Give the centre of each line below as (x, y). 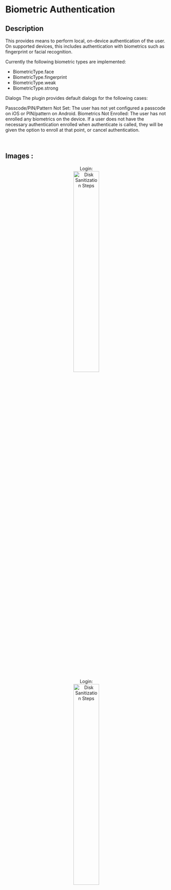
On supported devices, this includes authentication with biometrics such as (85, 46)
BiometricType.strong (35, 88)
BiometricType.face (33, 72)
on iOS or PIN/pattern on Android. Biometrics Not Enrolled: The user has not (85, 114)
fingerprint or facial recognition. (39, 52)
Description (24, 29)
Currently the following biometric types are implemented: (66, 62)
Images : (19, 156)
